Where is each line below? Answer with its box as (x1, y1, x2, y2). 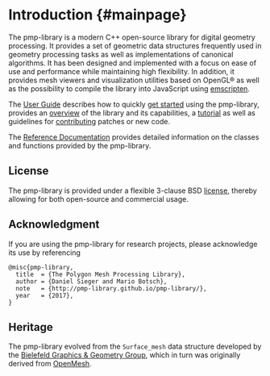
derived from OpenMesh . (8, 359, 92, 369)
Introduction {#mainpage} (8, 6, 187, 24)
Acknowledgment (8, 218, 100, 232)
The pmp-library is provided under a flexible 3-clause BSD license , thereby (8, 186, 258, 195)
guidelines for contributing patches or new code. (8, 116, 171, 126)
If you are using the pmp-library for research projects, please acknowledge (8, 239, 258, 249)
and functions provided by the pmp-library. (8, 140, 152, 150)
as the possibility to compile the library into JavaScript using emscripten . (8, 83, 250, 94)
